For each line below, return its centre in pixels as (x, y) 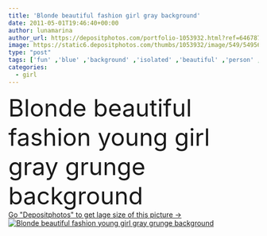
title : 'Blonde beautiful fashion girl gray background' (104, 15)
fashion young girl (109, 137)
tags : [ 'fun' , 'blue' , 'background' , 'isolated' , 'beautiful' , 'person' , (135, 60)
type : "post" (30, 52)
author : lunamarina (41, 30)
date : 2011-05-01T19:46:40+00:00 (64, 23)
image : (19, 45)
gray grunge (77, 166)
